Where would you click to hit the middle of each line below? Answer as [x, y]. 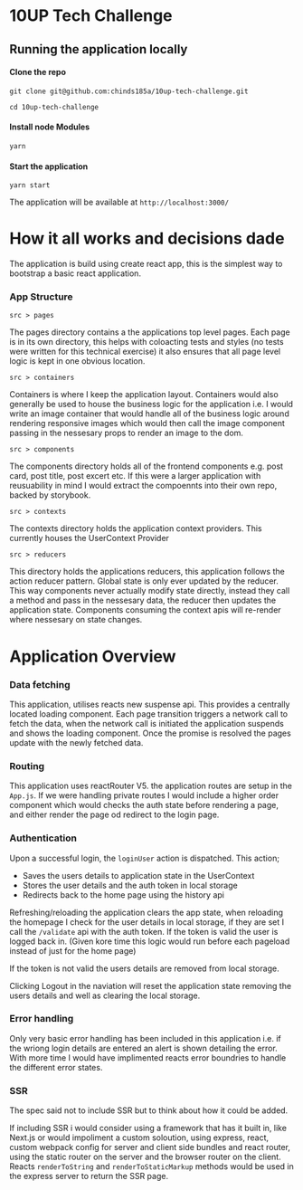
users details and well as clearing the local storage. [105, 995]
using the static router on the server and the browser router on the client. [146, 1157]
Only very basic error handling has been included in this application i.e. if [146, 1038]
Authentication [43, 838]
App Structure [42, 297]
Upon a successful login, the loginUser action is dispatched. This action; [145, 858]
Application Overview [93, 656]
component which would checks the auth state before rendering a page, [144, 805]
